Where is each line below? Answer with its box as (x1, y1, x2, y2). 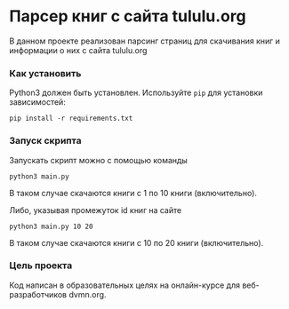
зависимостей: (9, 97, 67, 107)
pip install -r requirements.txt (9, 114, 133, 123)
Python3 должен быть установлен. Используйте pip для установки (9, 87, 263, 99)
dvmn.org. (68, 289, 107, 299)
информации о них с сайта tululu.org (9, 44, 148, 55)
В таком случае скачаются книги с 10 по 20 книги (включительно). (9, 237, 264, 248)
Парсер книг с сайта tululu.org (9, 6, 246, 27)
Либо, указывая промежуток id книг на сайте (9, 204, 182, 215)
